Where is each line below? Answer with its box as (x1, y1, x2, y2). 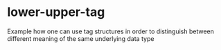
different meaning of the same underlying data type (7, 34, 154, 42)
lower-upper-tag (7, 4, 105, 20)
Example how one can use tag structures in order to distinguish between (7, 27, 215, 35)
